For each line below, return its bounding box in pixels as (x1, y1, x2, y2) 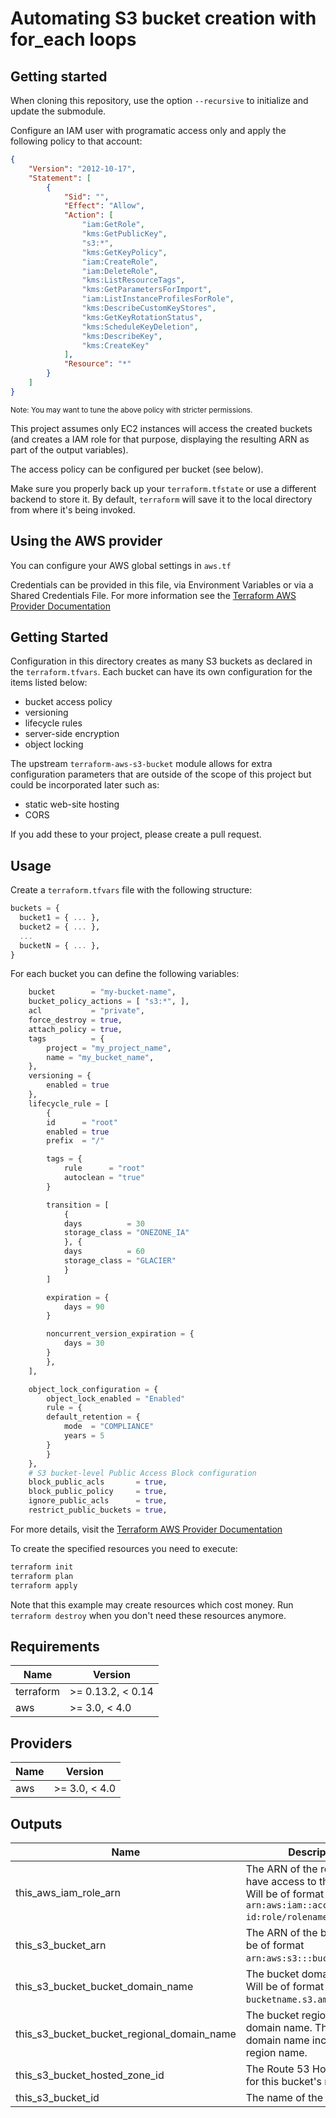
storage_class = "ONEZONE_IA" (63, 1228, 190, 1238)
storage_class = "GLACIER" (63, 1256, 177, 1266)
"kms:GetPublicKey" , (81, 229, 168, 239)
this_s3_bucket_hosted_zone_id (15, 2068, 165, 2082)
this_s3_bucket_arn (15, 1938, 107, 1952)
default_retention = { (46, 1412, 141, 1422)
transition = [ (46, 1200, 110, 1210)
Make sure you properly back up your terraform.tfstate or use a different (10, 482, 317, 494)
